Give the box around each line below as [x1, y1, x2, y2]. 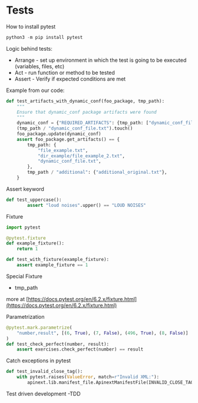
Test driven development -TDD [6, 390, 81, 397]
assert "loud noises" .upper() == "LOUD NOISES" [27, 202, 146, 208]
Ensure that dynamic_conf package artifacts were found [16, 109, 157, 115]
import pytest [6, 224, 41, 230]
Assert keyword [6, 185, 44, 192]
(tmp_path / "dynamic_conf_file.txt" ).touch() [16, 125, 133, 131]
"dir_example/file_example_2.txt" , [37, 153, 126, 159]
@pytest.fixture [6, 235, 46, 241]
